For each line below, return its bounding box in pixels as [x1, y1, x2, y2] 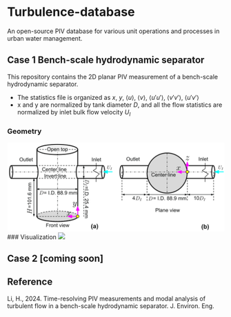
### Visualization [7, 232, 57, 241]
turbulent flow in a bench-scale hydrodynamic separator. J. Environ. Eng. [7, 301, 215, 310]
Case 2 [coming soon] [7, 252, 103, 264]
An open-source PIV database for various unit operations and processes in [7, 27, 220, 35]
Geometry [7, 127, 42, 136]
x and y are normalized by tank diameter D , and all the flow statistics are [17, 101, 223, 109]
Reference [7, 276, 53, 288]
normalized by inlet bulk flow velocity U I [17, 108, 131, 118]
